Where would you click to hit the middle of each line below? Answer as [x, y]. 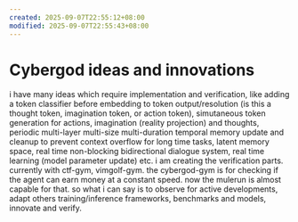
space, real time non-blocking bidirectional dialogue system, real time [137, 152]
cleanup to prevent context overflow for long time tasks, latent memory [139, 142]
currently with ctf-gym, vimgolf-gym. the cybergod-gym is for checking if [144, 170]
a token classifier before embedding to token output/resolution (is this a [140, 104]
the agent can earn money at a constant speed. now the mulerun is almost [145, 180]
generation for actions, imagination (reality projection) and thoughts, [134, 123]
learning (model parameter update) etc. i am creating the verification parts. [146, 160]
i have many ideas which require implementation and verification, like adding [149, 95]
